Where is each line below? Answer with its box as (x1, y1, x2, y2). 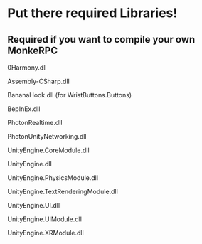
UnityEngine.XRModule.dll (7, 229, 84, 237)
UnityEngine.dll (7, 160, 52, 168)
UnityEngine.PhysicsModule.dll (7, 174, 98, 182)
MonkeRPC (7, 44, 58, 56)
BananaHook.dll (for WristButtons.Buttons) (7, 91, 132, 99)
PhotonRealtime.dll (7, 119, 63, 127)
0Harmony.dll (7, 63, 47, 72)
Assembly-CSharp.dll (7, 77, 70, 85)
